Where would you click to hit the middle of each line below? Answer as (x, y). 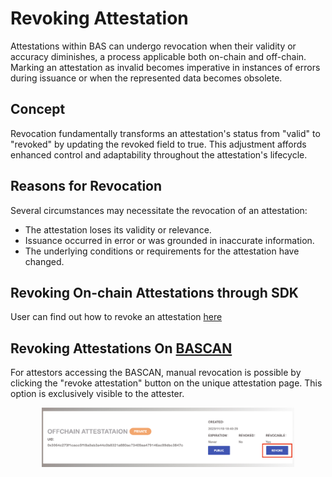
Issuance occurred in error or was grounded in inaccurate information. (169, 240)
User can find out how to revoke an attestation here (116, 317)
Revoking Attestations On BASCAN (121, 348)
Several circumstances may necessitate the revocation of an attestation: (159, 210)
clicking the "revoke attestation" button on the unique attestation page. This (166, 383)
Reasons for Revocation (86, 186)
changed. (44, 261)
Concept (38, 109)
